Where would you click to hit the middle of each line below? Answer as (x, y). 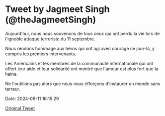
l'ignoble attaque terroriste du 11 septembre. (50, 39)
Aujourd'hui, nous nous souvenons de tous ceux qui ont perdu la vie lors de (82, 33)
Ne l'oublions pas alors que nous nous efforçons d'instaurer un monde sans (83, 84)
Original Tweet (20, 108)
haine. (11, 74)
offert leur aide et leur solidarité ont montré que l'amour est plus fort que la (82, 69)
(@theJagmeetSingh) (50, 20)
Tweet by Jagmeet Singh (57, 9)
